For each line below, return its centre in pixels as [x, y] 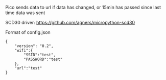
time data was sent [25, 13]
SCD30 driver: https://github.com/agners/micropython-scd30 [70, 23]
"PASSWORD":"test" [43, 59]
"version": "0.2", [34, 46]
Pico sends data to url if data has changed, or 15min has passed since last [83, 7]
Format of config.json [28, 32]
